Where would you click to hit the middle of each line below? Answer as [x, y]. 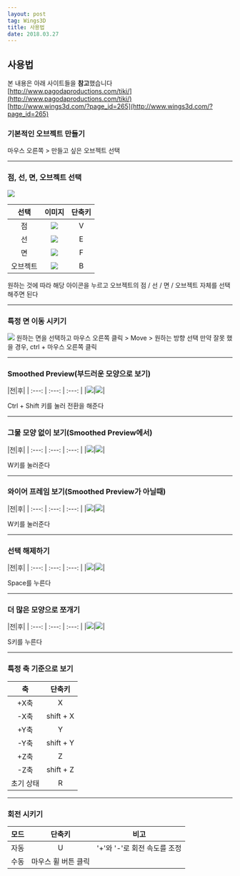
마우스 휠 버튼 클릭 [61, 862]
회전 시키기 [25, 814]
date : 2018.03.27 [33, 34]
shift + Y [60, 742]
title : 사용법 [26, 27]
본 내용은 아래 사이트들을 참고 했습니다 [60, 84]
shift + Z [60, 770]
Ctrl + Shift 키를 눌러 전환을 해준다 [56, 406]
